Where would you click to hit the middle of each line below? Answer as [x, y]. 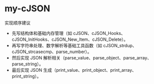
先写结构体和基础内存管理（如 [42, 33]
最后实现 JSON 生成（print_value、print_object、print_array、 [74, 70]
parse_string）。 [27, 64]
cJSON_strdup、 [120, 45]
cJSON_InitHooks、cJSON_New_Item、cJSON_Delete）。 [70, 39]
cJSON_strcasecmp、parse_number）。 [51, 52]
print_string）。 [26, 76]
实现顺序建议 [17, 23]
